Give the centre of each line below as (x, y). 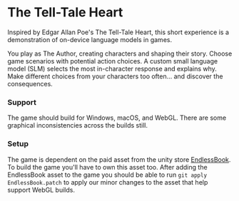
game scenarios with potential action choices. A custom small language (113, 61)
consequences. (30, 83)
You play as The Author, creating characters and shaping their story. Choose (120, 53)
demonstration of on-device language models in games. (90, 39)
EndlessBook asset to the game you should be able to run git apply (107, 175)
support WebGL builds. (41, 190)
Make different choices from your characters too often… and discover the (115, 76)
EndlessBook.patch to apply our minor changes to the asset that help (108, 182)
